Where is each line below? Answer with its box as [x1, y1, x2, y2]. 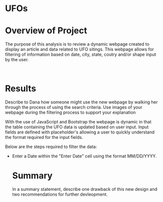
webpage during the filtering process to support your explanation [5, 110, 136, 116]
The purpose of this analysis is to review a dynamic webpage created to [5, 41, 150, 47]
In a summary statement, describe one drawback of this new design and [12, 186, 158, 192]
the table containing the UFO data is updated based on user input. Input [5, 124, 149, 130]
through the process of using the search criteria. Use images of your [5, 104, 143, 110]
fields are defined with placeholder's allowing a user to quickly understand [5, 129, 155, 135]
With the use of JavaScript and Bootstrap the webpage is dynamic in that [5, 119, 152, 125]
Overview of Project [5, 25, 88, 36]
